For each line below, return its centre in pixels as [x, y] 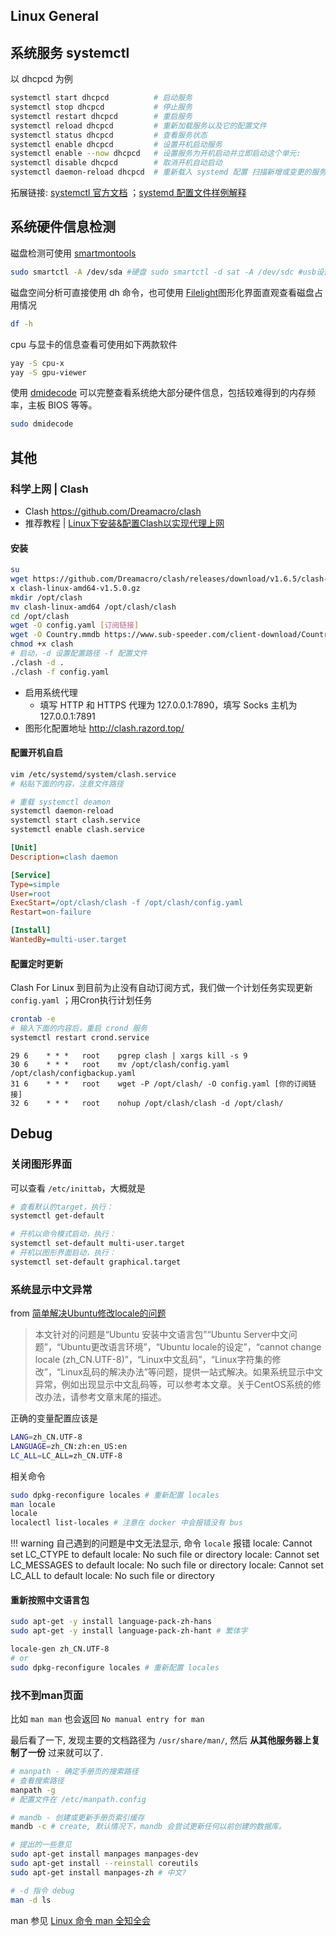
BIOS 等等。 [72, 405]
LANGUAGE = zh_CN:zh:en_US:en [69, 1446]
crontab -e [33, 1019]
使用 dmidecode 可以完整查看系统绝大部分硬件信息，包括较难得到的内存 [158, 393]
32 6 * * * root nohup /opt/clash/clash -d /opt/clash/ [147, 1103]
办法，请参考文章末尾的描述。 [105, 1397]
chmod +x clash [42, 644]
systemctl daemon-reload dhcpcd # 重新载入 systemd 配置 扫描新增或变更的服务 [168, 172]
